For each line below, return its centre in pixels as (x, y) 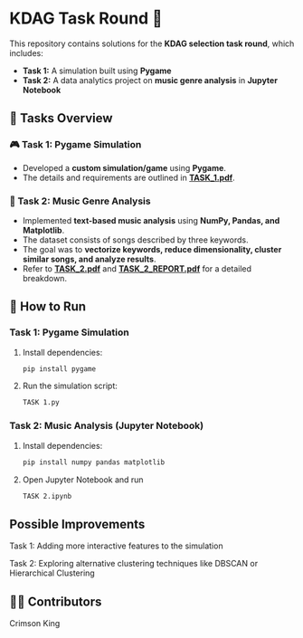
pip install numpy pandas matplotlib (94, 462)
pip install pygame (59, 369)
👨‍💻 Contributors (56, 601)
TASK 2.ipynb (47, 496)
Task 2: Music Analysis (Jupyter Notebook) (107, 426)
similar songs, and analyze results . (89, 259)
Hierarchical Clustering (52, 573)
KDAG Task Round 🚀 (86, 19)
